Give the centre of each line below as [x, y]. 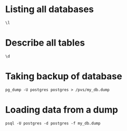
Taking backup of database [64, 76]
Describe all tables [45, 43]
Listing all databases [50, 9]
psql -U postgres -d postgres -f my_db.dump [53, 123]
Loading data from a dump [62, 110]
